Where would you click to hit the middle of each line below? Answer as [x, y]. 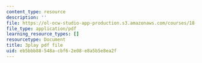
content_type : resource [36, 12]
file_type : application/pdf [41, 28]
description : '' [26, 17]
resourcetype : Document [36, 40]
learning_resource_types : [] [43, 34]
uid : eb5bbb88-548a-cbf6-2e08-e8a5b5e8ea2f [62, 51]
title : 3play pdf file [35, 46]
